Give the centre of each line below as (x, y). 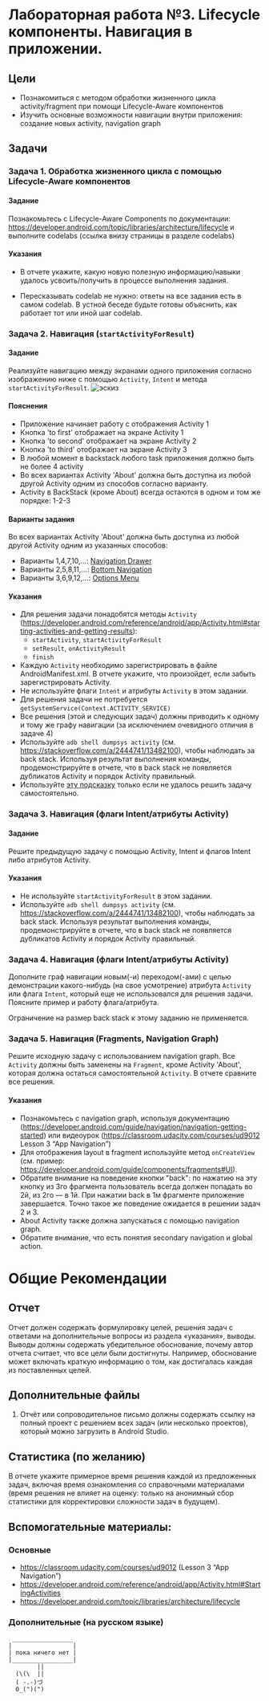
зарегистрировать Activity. (66, 682)
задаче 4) (36, 734)
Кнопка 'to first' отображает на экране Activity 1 (102, 433)
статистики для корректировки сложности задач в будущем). (114, 1502)
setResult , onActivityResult (79, 649)
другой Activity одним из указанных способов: (88, 545)
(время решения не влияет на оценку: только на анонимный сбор (121, 1493)
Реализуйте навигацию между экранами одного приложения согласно (130, 370)
